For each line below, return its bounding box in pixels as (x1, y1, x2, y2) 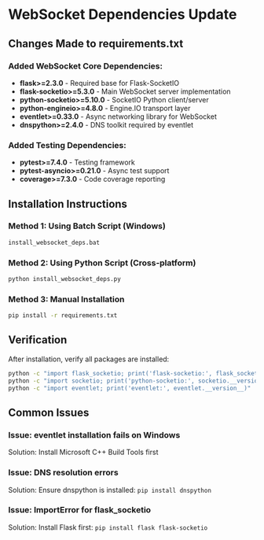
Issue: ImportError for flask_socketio (8, 505, 152, 516)
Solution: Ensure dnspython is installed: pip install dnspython (8, 485, 212, 494)
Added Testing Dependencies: (8, 139, 127, 150)
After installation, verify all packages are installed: (8, 354, 170, 364)
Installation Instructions (8, 197, 128, 210)
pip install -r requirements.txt (8, 312, 118, 320)
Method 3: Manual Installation (8, 294, 125, 305)
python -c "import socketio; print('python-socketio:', (8, 376, 195, 385)
